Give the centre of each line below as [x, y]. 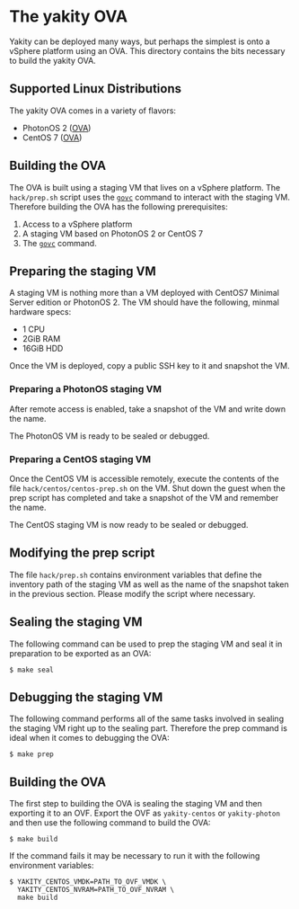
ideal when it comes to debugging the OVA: [89, 738]
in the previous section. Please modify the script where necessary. [132, 593]
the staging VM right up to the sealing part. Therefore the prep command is [148, 728]
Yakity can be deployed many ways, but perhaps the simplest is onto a [140, 41]
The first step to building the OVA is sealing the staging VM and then [136, 804]
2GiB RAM [41, 339]
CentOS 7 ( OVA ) [52, 138]
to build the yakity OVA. [53, 60]
